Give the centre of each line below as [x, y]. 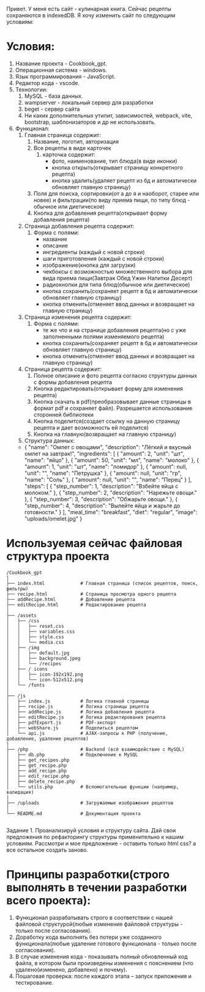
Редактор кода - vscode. [47, 83]
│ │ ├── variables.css [41, 632]
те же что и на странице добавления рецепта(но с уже [114, 330]
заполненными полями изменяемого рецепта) [103, 337]
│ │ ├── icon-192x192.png [45, 674]
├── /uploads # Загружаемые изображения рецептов [90, 803]
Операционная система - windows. [61, 70]
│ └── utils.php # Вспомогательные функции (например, [93, 787]
